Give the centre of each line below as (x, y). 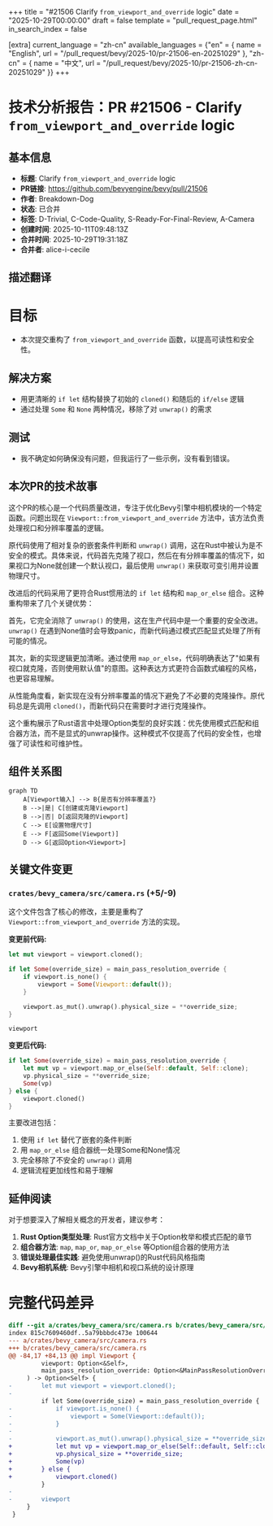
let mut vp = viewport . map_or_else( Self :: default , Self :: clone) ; (136, 1068)
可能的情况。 (30, 641)
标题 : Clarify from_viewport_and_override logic (98, 178)
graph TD (23, 791)
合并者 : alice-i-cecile (55, 250)
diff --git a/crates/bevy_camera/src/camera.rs (91, 1326)
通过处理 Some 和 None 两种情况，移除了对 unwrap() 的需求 (116, 409)
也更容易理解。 (33, 678)
